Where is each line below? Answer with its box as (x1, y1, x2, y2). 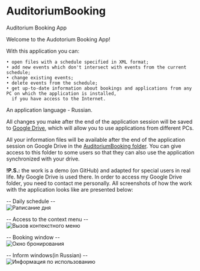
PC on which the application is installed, (6, 90, 117, 97)
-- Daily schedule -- (6, 197, 56, 205)
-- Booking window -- (6, 233, 60, 241)
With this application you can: (6, 47, 80, 55)
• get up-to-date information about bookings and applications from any (6, 85, 192, 91)
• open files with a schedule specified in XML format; (6, 59, 149, 65)
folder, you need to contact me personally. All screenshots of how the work (6, 179, 192, 187)
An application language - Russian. (6, 106, 93, 114)
